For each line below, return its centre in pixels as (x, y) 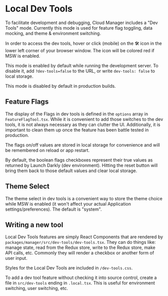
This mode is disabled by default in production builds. (61, 86)
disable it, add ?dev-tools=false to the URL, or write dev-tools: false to (80, 71)
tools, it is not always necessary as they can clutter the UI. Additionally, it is (83, 124)
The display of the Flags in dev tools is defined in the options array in (77, 114)
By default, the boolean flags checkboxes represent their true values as (79, 160)
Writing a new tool (34, 225)
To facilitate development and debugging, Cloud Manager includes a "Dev (81, 23)
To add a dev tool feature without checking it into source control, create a (81, 278)
